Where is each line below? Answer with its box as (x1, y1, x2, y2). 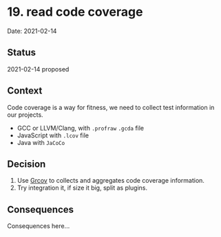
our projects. (7, 111, 43, 119)
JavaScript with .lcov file (17, 131, 90, 139)
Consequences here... (7, 222, 70, 230)
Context (7, 85, 43, 97)
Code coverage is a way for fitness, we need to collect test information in (7, 103, 215, 111)
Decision (7, 158, 46, 170)
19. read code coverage (7, 4, 143, 20)
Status (7, 47, 36, 58)
